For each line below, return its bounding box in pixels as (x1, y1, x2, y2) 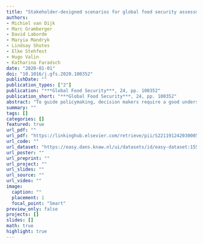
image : (6, 183, 23, 190)
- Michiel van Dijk (6, 20, 56, 26)
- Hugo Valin (6, 54, 39, 60)
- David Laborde (6, 31, 47, 38)
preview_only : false (6, 206, 59, 212)
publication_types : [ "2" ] (6, 82, 71, 88)
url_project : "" (6, 161, 47, 167)
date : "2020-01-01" (6, 65, 56, 71)
